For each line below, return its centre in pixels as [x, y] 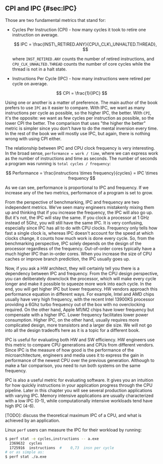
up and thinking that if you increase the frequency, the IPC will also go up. [79, 212]
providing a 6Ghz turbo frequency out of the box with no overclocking [75, 304]
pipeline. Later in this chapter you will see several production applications [79, 390]
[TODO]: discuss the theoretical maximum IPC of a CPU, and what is [73, 415]
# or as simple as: [25, 452]
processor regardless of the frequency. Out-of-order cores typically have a [80, 248]
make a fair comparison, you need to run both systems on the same [73, 365]
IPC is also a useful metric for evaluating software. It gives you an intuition [79, 380]
